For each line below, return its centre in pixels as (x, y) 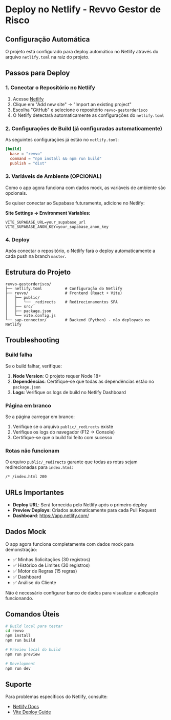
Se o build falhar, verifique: (34, 366)
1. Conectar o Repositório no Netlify (50, 88)
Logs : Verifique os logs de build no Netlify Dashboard (69, 392)
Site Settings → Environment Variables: (48, 213)
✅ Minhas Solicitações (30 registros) (51, 559)
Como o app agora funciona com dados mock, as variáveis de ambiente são (85, 188)
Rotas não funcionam (33, 450)
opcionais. (16, 193)
